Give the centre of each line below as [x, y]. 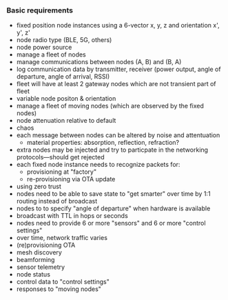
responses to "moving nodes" [59, 289]
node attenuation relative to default [66, 121]
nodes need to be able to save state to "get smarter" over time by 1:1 [113, 194]
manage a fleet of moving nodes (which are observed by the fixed [110, 106]
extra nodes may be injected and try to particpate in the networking [112, 150]
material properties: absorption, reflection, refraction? [103, 143]
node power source [44, 48]
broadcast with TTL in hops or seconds [72, 216]
